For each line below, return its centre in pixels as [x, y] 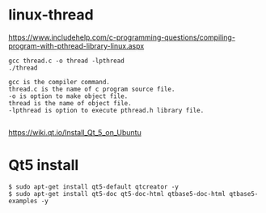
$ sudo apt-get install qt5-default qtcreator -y [94, 187]
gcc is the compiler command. [59, 82]
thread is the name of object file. [70, 103]
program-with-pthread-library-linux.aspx [76, 45]
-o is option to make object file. [68, 96]
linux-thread [51, 15]
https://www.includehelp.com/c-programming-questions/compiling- [122, 37]
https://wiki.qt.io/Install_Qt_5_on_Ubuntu [75, 132]
